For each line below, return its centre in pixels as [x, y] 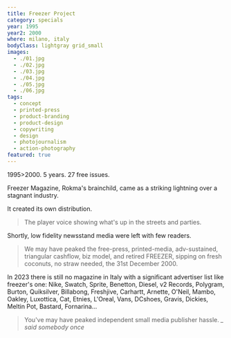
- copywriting [34, 129]
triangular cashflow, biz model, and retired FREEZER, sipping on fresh [123, 256]
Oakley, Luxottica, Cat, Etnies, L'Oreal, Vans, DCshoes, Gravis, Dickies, [108, 299]
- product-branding [41, 116]
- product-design [38, 123]
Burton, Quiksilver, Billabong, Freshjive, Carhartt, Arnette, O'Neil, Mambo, [111, 292]
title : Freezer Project [41, 13]
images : [18, 53]
